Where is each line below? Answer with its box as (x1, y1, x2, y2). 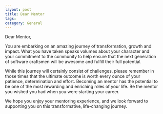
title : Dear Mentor (5, 12, 45, 16)
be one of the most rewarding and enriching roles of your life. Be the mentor (5, 83, 158, 90)
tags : (5, 16, 16, 21)
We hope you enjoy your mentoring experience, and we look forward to (5, 98, 148, 104)
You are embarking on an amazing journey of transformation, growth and (5, 43, 152, 49)
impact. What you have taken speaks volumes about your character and (5, 49, 150, 54)
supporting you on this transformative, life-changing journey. (5, 103, 128, 109)
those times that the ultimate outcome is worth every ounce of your (5, 73, 141, 79)
